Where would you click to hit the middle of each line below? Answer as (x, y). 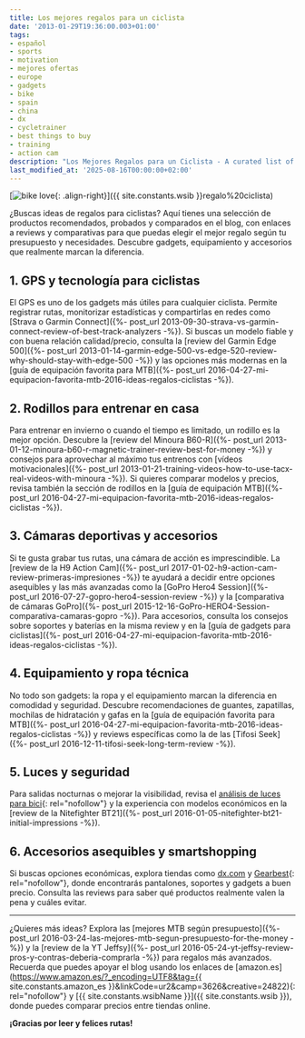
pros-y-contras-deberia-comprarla (75, 958)
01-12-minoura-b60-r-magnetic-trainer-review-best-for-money (128, 449)
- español (28, 43)
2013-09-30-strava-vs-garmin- (220, 322)
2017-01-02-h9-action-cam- (225, 567)
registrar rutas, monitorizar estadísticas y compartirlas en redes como (140, 312)
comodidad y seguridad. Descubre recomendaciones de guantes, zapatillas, (152, 704)
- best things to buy (50, 136)
